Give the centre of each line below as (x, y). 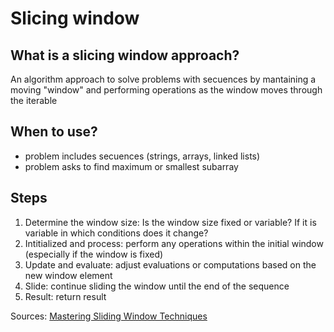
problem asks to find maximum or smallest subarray (131, 166)
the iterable (34, 100)
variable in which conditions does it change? (116, 233)
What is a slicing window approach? (125, 55)
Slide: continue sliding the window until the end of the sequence (157, 286)
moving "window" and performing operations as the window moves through (166, 90)
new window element (68, 275)
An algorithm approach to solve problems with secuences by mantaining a (163, 79)
